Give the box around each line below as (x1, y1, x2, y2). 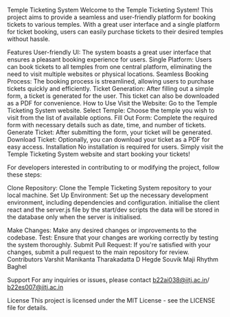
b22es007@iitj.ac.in (7, 283, 64, 291)
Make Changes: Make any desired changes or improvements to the (7, 226, 197, 234)
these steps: (7, 170, 43, 179)
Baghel (7, 263, 27, 270)
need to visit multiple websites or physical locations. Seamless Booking (7, 70, 209, 78)
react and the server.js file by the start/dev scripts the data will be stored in (7, 205, 220, 214)
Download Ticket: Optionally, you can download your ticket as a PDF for (7, 136, 210, 143)
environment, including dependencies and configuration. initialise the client (7, 199, 220, 206)
